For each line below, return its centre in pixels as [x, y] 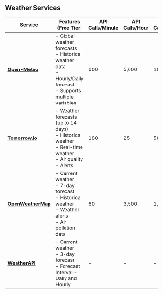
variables [66, 103]
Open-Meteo [23, 69]
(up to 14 [66, 122]
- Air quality [69, 159]
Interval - [66, 272]
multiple [65, 97]
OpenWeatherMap [29, 204]
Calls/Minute [103, 28]
